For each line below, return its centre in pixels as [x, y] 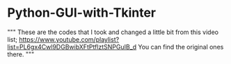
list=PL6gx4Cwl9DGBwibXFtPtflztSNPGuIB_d [72, 47]
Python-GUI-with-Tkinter [82, 13]
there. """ [21, 54]
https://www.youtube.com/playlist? [69, 39]
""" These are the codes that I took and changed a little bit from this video [113, 32]
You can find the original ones [181, 47]
